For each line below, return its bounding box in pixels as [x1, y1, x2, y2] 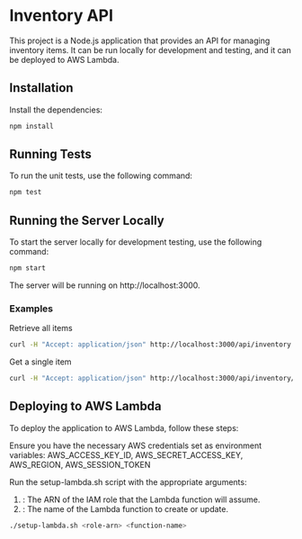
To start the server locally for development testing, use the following [9, 237, 262, 247]
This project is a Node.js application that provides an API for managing [9, 35, 271, 46]
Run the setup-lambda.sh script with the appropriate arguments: [9, 476, 247, 487]
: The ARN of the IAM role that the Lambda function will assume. [22, 494, 261, 505]
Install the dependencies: [9, 104, 103, 115]
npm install [9, 121, 54, 130]
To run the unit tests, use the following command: [9, 170, 193, 181]
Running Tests [9, 147, 92, 162]
